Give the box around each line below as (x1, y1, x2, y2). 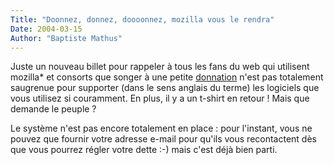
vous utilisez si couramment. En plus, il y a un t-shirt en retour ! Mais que (10, 92, 310, 105)
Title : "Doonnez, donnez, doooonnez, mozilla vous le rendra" (10, 14, 275, 25)
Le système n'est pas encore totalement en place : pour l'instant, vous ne (10, 122, 313, 135)
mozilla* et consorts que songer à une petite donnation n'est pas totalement (10, 71, 324, 83)
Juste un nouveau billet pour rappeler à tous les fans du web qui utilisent (10, 61, 310, 73)
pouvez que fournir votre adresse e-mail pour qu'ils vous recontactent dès (10, 133, 317, 145)
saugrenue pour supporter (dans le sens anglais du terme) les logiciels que (10, 82, 320, 94)
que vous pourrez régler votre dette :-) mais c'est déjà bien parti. (10, 144, 278, 156)
